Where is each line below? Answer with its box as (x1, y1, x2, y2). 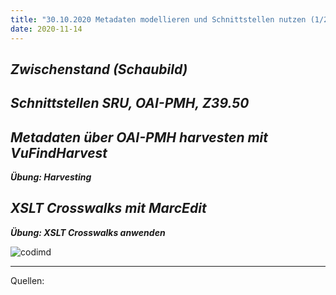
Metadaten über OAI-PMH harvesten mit (10, 129, 269, 146)
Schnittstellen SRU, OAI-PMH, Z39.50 (10, 95, 250, 112)
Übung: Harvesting (10, 171, 92, 183)
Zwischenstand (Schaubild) (10, 61, 188, 78)
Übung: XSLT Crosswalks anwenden (10, 226, 166, 238)
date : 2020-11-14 (10, 24, 83, 34)
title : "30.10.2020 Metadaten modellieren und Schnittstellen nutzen (10, 14, 307, 25)
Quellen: (10, 274, 45, 286)
